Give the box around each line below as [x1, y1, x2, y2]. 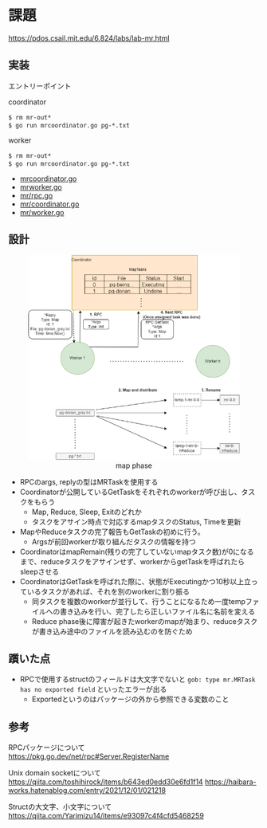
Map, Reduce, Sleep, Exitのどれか [31, 507, 142, 516]
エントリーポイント [8, 80, 72, 91]
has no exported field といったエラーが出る [19, 685, 167, 694]
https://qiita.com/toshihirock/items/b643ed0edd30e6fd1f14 [8, 777, 203, 787]
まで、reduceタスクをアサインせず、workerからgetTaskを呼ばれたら [19, 556, 245, 566]
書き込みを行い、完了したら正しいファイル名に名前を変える [59, 606, 256, 616]
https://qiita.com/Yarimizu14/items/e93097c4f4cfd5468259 [8, 811, 205, 821]
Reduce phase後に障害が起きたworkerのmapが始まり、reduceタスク [31, 616, 258, 626]
